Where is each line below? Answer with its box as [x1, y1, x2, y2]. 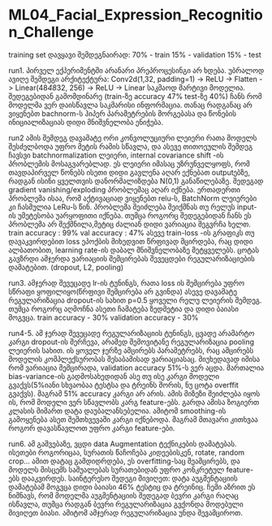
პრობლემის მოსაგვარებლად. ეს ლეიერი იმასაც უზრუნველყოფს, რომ [8, 158, 250, 168]
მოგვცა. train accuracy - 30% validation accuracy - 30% [8, 313, 199, 322]
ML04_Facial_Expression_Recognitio [8, 6, 264, 24]
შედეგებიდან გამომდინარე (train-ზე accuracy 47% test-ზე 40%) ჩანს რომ [8, 91, 262, 101]
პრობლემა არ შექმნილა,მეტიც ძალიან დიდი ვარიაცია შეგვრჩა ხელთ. [8, 219, 252, 229]
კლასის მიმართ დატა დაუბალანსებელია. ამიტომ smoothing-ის [8, 406, 227, 416]
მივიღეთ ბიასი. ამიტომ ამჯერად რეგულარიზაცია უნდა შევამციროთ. [8, 507, 244, 517]
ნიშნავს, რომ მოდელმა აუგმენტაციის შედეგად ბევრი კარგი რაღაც [8, 490, 240, 500]
